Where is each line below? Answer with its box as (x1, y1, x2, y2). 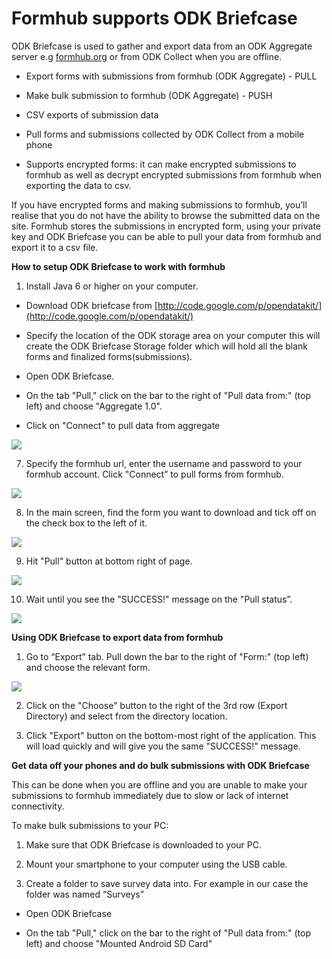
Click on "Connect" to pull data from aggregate (25, 419, 221, 431)
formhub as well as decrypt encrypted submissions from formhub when (25, 168, 322, 181)
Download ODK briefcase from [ (25, 299, 158, 311)
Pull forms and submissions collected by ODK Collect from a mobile (25, 128, 305, 140)
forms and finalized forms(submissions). (25, 350, 193, 362)
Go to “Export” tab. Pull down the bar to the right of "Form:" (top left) (25, 650, 309, 662)
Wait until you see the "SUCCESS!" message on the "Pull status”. (25, 593, 293, 605)
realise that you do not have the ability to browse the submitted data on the (11, 209, 321, 221)
